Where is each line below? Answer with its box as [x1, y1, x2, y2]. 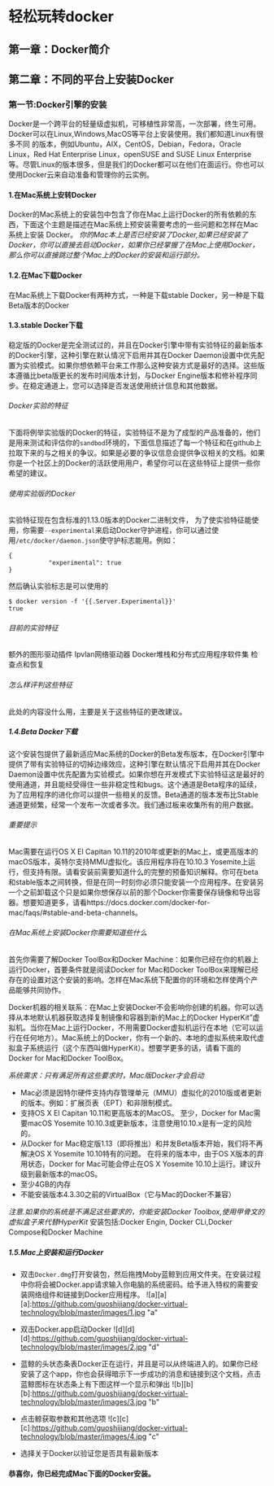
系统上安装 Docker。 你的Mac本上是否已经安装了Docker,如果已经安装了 [8, 229, 248, 240]
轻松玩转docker [8, 7, 114, 26]
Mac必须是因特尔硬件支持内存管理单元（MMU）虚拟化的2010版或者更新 [20, 1088, 262, 1098]
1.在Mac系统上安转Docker [8, 190, 97, 199]
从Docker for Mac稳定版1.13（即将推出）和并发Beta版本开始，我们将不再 [20, 1139, 263, 1148]
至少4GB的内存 [20, 1179, 72, 1189]
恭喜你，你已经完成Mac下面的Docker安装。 [8, 1468, 156, 1478]
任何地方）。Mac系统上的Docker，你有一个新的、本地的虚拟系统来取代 [22, 1033, 258, 1042]
